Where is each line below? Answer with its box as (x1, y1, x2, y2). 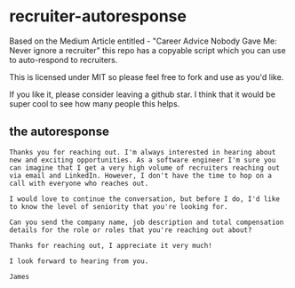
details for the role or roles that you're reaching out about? (9, 225, 252, 235)
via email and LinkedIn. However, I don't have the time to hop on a (9, 171, 273, 180)
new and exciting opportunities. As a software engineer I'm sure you (9, 156, 276, 164)
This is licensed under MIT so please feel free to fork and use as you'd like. (9, 71, 284, 82)
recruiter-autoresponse (9, 6, 187, 27)
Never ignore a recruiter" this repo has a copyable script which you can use (9, 44, 286, 55)
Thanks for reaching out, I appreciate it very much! (9, 241, 213, 250)
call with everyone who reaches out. (9, 179, 149, 188)
